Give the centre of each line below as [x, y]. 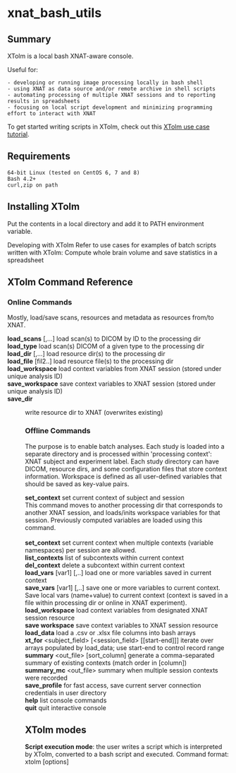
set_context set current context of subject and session [105, 497]
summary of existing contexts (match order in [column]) [106, 663]
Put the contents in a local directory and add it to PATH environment [106, 223]
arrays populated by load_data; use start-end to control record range [125, 647]
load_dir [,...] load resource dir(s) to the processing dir [86, 354]
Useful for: [23, 70]
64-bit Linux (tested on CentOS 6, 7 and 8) [74, 172]
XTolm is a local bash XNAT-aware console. [70, 56]
